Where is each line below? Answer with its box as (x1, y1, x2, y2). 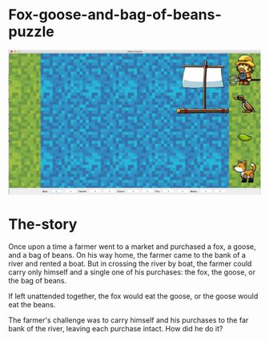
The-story (8, 215, 78, 234)
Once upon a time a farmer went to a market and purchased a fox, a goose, (8, 242, 256, 251)
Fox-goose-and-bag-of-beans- (8, 6, 222, 24)
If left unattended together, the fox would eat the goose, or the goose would (8, 291, 259, 301)
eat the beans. (8, 299, 56, 309)
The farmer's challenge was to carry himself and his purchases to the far (8, 315, 249, 325)
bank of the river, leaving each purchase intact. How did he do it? (8, 323, 223, 333)
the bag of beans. (8, 275, 66, 285)
